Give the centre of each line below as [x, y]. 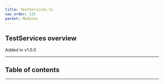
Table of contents [32, 70]
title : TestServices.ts [29, 9]
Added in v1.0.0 [21, 50]
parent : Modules [21, 18]
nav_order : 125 [20, 14]
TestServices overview [41, 38]
